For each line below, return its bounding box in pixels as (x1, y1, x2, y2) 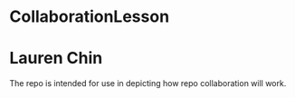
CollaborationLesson (9, 6, 170, 27)
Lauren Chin (9, 48, 103, 69)
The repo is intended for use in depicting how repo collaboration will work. (9, 78, 287, 89)
